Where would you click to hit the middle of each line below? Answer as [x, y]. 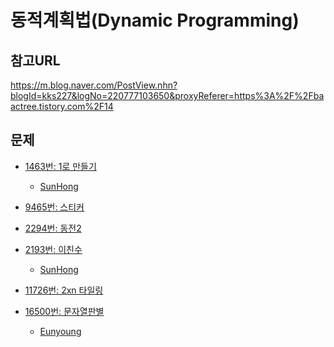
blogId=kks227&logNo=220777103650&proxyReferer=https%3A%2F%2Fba [167, 95]
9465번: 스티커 [54, 207]
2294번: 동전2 [53, 228]
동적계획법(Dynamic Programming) [155, 20]
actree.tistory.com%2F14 [62, 106]
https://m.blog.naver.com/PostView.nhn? [94, 85]
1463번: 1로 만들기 [60, 166]
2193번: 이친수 [53, 249]
